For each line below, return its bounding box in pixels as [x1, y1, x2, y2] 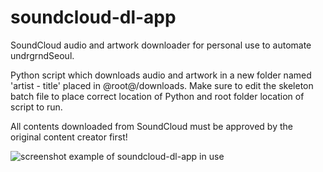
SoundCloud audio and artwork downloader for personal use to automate [10, 39, 312, 51]
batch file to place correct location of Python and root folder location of [10, 90, 305, 102]
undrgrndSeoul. [10, 49, 75, 61]
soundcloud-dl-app [10, 6, 177, 29]
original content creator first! [10, 131, 128, 143]
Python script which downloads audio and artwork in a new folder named [10, 69, 312, 81]
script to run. [10, 101, 63, 113]
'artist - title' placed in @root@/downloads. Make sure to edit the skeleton [10, 79, 314, 91]
